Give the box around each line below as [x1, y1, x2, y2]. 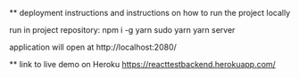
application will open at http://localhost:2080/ [9, 42, 177, 52]
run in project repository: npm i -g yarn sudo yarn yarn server [9, 25, 236, 35]
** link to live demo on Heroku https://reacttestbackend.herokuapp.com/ [9, 59, 277, 69]
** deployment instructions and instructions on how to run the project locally [9, 8, 291, 18]
